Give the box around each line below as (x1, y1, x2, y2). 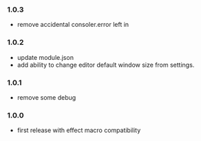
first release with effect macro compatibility (17, 126, 141, 135)
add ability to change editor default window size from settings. (17, 61, 195, 69)
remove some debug (17, 93, 76, 101)
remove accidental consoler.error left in (17, 21, 129, 29)
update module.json (17, 53, 74, 61)
